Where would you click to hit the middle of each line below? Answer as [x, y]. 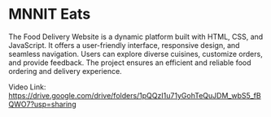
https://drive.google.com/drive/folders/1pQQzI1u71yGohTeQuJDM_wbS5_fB [135, 95]
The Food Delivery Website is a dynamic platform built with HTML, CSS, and [136, 37]
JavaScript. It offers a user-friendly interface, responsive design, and [124, 45]
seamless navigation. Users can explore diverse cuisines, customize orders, [135, 54]
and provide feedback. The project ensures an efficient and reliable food [130, 63]
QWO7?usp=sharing [42, 104]
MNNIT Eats [50, 14]
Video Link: [27, 87]
